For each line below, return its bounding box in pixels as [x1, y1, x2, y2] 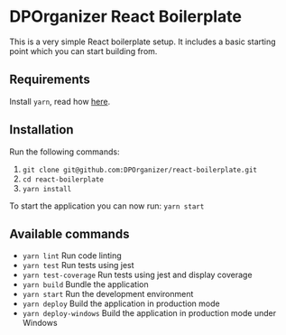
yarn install [22, 184, 72, 193]
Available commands [9, 226, 130, 241]
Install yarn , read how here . [9, 96, 111, 107]
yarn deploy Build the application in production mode [22, 298, 220, 309]
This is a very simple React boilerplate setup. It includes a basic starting [9, 36, 277, 47]
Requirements [9, 72, 90, 88]
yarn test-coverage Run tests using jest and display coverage [22, 269, 253, 281]
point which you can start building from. [9, 45, 158, 56]
